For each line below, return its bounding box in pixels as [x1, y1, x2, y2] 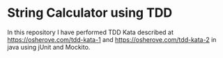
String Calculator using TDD [7, 5, 173, 21]
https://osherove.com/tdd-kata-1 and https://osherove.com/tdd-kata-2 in [7, 35, 217, 43]
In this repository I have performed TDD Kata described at [7, 28, 174, 36]
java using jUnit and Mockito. [7, 43, 91, 51]
